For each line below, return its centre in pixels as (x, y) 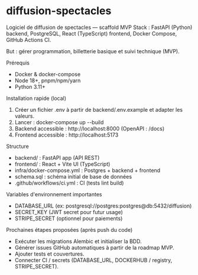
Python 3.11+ (30, 86)
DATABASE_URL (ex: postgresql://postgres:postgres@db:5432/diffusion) (103, 206)
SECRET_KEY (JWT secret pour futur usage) (69, 212)
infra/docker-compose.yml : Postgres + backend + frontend (87, 170)
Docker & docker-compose (48, 74)
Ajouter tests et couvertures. (49, 254)
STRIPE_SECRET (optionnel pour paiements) (69, 218)
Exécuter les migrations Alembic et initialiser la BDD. (78, 241)
